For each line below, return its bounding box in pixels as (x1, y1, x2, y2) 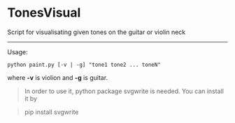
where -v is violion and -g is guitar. (7, 73, 108, 81)
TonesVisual (7, 5, 81, 21)
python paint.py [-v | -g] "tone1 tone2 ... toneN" (7, 61, 161, 68)
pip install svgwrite (24, 108, 79, 116)
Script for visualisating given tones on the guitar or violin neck (7, 28, 186, 36)
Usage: (7, 47, 28, 56)
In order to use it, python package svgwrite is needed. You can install (24, 87, 224, 95)
